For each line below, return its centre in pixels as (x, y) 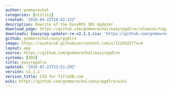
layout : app (18, 48)
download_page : (21, 29)
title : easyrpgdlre (26, 62)
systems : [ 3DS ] (21, 57)
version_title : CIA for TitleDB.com (44, 77)
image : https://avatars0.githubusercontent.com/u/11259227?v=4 (74, 43)
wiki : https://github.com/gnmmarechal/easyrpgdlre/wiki (66, 81)
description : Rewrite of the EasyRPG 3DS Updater (59, 24)
